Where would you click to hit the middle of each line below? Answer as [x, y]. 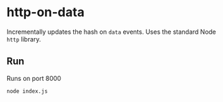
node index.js [27, 91]
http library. [24, 39]
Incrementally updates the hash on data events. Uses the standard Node [111, 32]
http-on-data [46, 12]
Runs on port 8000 [34, 78]
